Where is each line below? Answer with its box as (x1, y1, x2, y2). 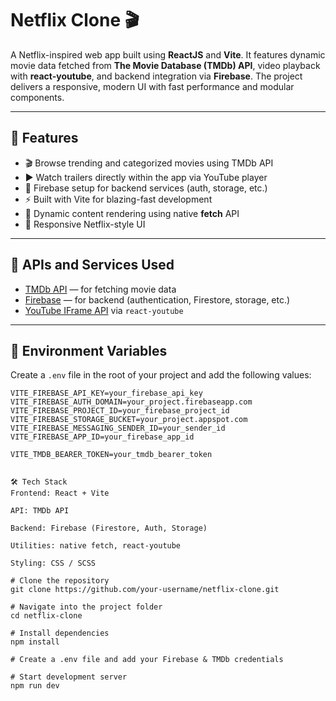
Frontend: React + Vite (10, 488, 110, 499)
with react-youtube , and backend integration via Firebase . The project (10, 70, 303, 82)
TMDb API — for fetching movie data (24, 283, 177, 295)
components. (10, 91, 65, 103)
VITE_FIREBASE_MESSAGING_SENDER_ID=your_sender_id (10, 423, 226, 434)
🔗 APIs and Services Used (10, 257, 175, 274)
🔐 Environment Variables (10, 342, 168, 359)
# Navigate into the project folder (10, 602, 163, 612)
